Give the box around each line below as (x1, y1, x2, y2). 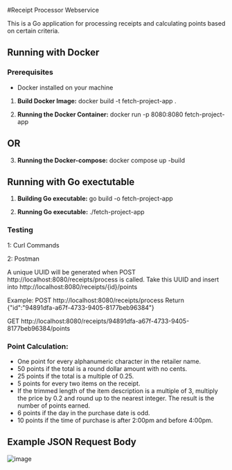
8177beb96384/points (7, 324, 71, 332)
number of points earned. (17, 401, 91, 410)
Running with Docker (7, 46, 100, 58)
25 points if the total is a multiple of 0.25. (17, 372, 134, 380)
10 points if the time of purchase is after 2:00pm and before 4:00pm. (17, 416, 213, 424)
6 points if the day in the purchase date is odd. (17, 408, 150, 417)
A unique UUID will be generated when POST (7, 268, 136, 276)
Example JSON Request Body (7, 436, 137, 448)
